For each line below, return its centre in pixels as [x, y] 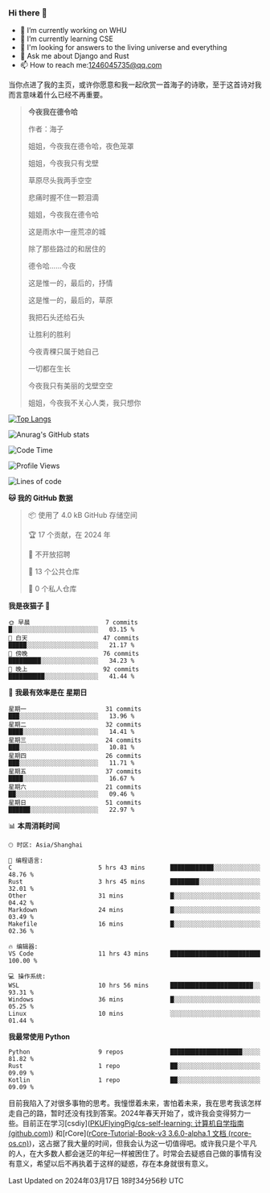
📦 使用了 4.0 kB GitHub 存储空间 [83, 516]
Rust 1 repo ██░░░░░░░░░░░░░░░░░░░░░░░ [135, 1067]
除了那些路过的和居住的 [67, 249]
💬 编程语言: [26, 861]
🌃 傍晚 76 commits [74, 654]
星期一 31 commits [75, 709]
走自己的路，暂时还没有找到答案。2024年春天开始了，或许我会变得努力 [126, 1113]
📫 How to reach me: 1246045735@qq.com [91, 65]
